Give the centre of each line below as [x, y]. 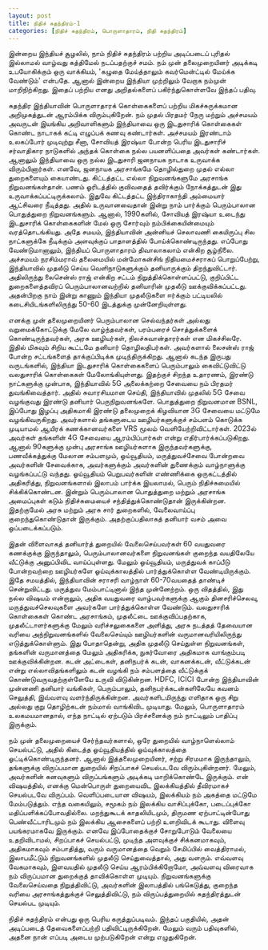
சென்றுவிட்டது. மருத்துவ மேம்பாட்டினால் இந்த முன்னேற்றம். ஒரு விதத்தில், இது [126, 589]
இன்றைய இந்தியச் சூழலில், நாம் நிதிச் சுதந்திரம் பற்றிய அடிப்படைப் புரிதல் [119, 54]
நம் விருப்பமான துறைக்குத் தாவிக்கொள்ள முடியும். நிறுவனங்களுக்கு [110, 876]
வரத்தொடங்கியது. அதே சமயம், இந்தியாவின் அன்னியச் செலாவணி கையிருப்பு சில [132, 232]
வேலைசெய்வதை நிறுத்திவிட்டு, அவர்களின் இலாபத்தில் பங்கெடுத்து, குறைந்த [123, 885]
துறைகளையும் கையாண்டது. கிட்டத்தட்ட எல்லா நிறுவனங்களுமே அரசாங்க [118, 178]
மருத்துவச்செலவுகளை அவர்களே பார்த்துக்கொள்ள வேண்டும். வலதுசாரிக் [119, 607]
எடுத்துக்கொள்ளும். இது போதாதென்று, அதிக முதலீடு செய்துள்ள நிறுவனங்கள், [127, 643]
